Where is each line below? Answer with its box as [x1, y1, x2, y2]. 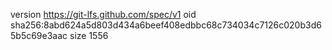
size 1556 [69, 30, 109, 41]
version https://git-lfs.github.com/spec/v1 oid [10, 9, 197, 20]
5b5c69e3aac [10, 30, 68, 41]
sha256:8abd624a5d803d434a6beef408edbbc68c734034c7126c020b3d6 [10, 19, 322, 31]
